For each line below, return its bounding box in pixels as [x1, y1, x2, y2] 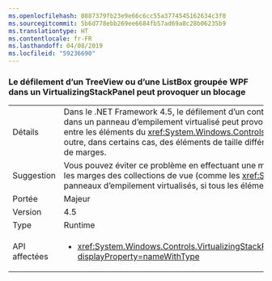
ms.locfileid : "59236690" [8, 49, 96, 57]
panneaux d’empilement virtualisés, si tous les [63, 180, 239, 191]
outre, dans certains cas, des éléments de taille [63, 137, 243, 148]
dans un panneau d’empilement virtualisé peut [63, 117, 240, 128]
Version [12, 206, 42, 218]
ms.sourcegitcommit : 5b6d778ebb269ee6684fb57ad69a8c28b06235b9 [8, 19, 227, 28]
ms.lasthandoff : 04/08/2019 [8, 42, 104, 50]
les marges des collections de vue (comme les [63, 170, 240, 181]
